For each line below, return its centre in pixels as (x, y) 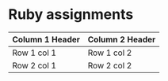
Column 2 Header (122, 39)
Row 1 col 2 (110, 53)
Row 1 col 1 (34, 53)
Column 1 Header (46, 39)
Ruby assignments (71, 15)
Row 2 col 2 (110, 65)
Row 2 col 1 (34, 65)
